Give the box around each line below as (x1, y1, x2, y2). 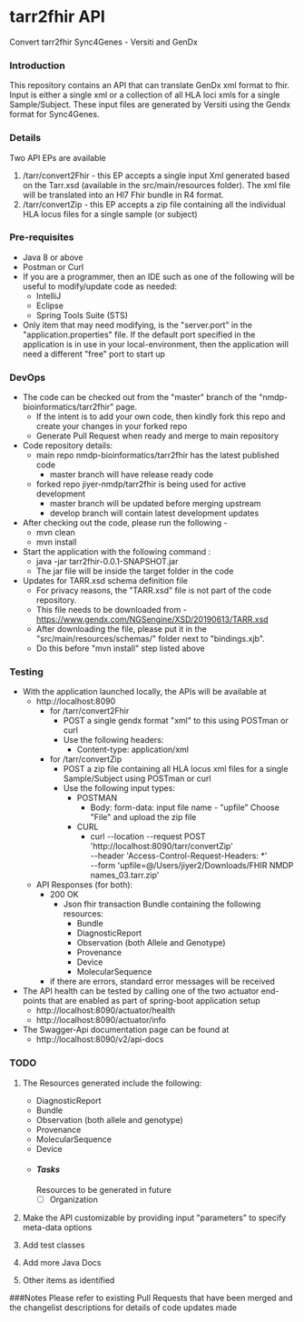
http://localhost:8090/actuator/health (35, 1005, 175, 1016)
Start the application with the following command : (22, 546, 211, 557)
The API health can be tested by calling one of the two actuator (22, 986, 260, 997)
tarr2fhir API (9, 6, 106, 27)
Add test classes (22, 1239, 85, 1250)
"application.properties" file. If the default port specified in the (22, 329, 256, 340)
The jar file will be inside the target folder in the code (35, 566, 234, 576)
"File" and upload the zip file (90, 812, 197, 823)
